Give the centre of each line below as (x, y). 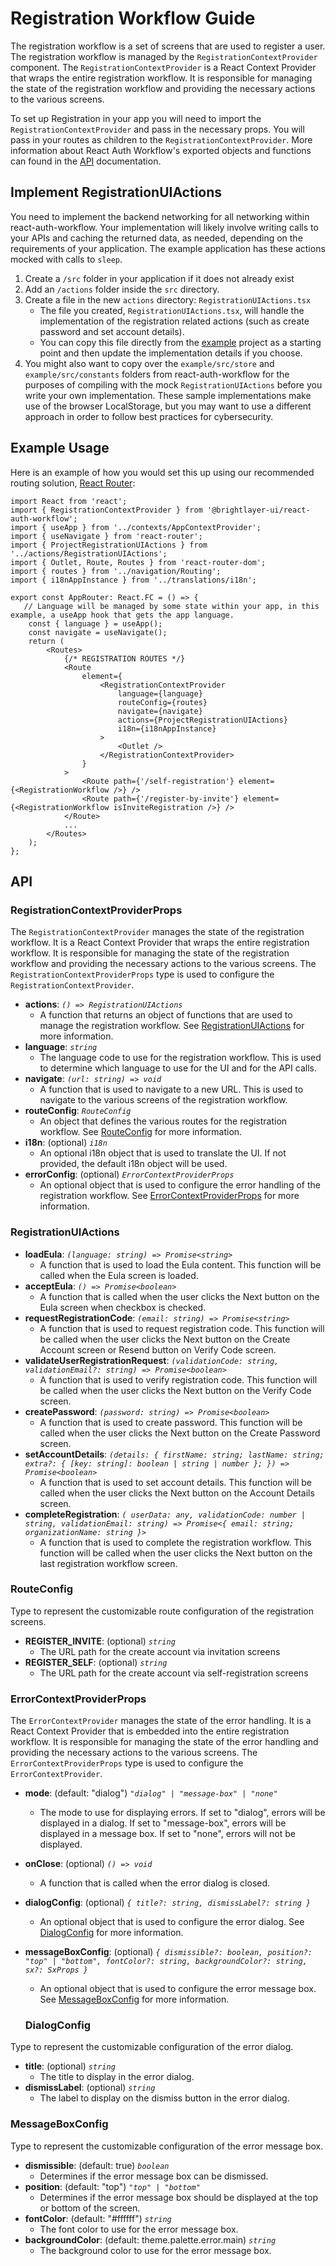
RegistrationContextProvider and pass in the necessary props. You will (157, 129)
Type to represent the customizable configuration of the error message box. (167, 2146)
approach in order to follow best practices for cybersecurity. (149, 416)
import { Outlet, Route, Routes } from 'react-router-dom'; (138, 562)
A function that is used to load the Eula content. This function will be (180, 1264)
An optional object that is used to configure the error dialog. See (172, 1922)
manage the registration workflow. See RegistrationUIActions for (172, 1026)
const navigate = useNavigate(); (98, 632)
